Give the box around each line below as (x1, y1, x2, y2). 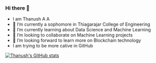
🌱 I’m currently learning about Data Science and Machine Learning (12, 27, 151, 33)
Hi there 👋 (5, 5, 30, 12)
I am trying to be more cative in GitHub (12, 43, 93, 49)
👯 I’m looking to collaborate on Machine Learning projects (12, 32, 133, 38)
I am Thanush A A (12, 16, 50, 22)
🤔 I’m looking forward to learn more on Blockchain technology (12, 37, 141, 43)
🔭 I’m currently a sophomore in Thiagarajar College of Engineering (12, 21, 150, 27)
